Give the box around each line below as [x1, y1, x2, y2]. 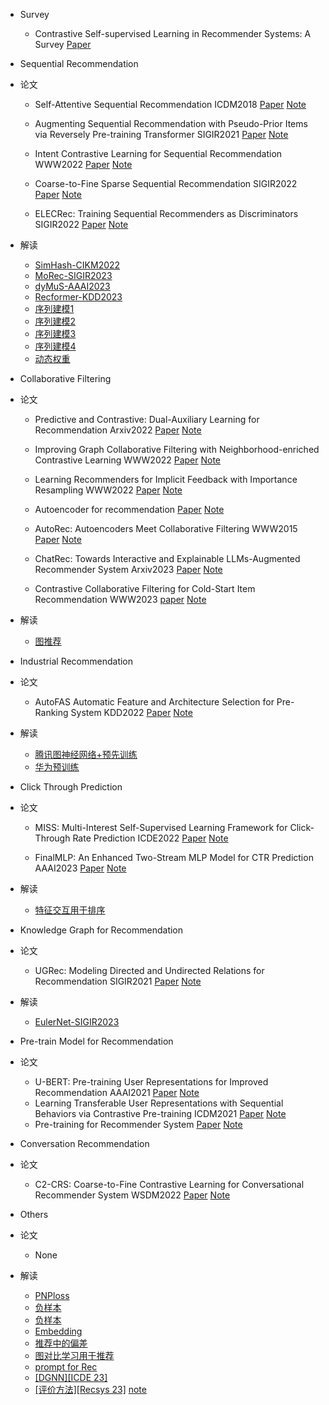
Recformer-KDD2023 [34, 291, 123, 303]
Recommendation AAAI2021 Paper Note [34, 1087, 200, 1098]
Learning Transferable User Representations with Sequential [34, 1097, 284, 1109]
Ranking [34, 707, 69, 718]
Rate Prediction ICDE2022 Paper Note [72, 832, 229, 844]
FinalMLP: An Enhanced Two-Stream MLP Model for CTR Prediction [34, 852, 314, 863]
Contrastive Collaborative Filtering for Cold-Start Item [34, 583, 256, 594]
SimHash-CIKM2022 [34, 259, 121, 271]
